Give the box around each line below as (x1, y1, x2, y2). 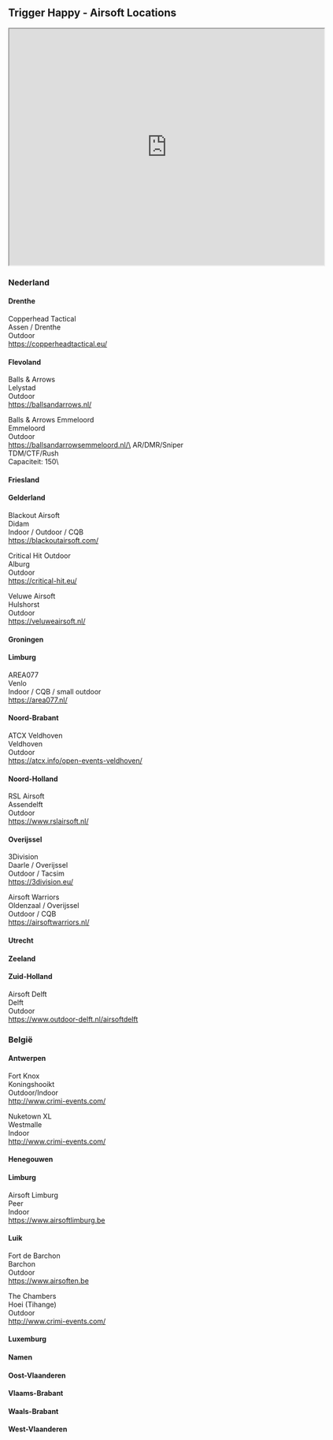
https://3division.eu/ (8, 877, 73, 887)
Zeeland (8, 954, 36, 963)
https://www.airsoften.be (8, 1276, 89, 1286)
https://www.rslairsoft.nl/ (8, 817, 89, 826)
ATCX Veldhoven (8, 731, 63, 740)
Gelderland (8, 493, 46, 503)
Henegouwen (8, 1155, 54, 1164)
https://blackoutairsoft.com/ (8, 535, 99, 545)
